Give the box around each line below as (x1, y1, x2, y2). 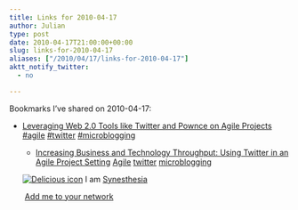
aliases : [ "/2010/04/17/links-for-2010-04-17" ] (9, 54, 189, 63)
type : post (9, 29, 50, 38)
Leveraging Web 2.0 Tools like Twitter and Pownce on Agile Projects (21, 120, 273, 131)
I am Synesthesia (85, 174, 149, 184)
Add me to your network (24, 190, 114, 201)
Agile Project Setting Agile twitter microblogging (35, 157, 212, 167)
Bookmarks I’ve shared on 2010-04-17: (9, 103, 152, 114)
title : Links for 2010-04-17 (9, 12, 117, 22)
